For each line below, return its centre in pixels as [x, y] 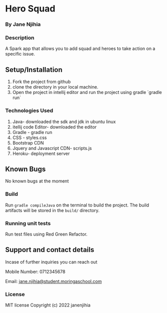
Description [20, 38]
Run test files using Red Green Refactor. [46, 234]
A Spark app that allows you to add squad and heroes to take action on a [80, 48]
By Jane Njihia [23, 24]
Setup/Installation [34, 70]
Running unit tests [28, 223]
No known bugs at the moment [37, 181]
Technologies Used [29, 110]
